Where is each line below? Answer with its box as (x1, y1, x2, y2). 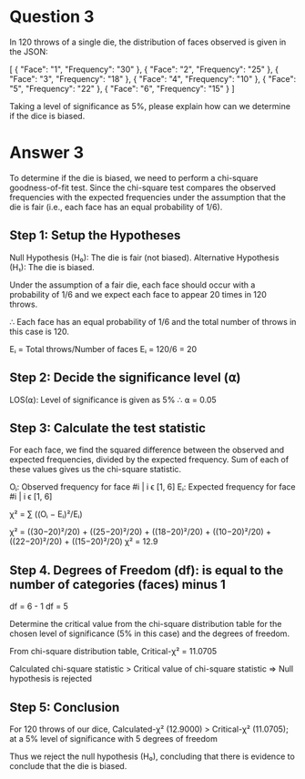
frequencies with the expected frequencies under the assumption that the (9, 191, 287, 202)
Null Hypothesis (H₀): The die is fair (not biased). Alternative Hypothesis (9, 252, 280, 263)
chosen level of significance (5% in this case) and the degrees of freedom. (9, 628, 290, 639)
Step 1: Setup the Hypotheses (9, 228, 181, 243)
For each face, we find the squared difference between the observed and (9, 444, 285, 456)
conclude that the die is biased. (9, 760, 127, 771)
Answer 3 (9, 143, 85, 163)
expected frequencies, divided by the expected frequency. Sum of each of (9, 454, 290, 465)
